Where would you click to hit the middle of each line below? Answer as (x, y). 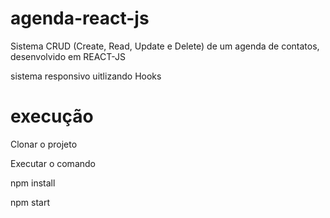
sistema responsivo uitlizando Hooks (86, 76)
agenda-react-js (80, 18)
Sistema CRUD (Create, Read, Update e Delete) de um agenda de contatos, (165, 46)
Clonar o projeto (44, 144)
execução (52, 116)
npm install (33, 183)
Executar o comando (53, 163)
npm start (30, 202)
